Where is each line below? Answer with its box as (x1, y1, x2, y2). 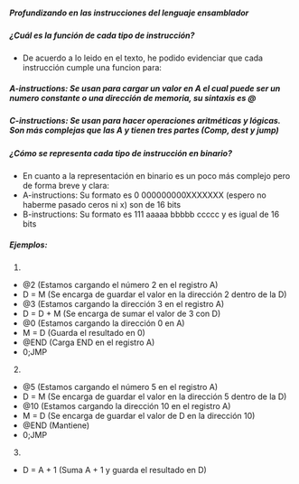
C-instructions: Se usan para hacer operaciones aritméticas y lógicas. (9, 116, 281, 126)
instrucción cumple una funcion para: (22, 62, 163, 73)
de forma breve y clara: (22, 181, 110, 191)
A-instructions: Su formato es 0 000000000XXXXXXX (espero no (22, 190, 266, 200)
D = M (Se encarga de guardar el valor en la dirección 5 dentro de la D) (22, 391, 287, 402)
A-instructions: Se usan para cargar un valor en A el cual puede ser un (9, 82, 281, 94)
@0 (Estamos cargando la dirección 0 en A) (22, 318, 185, 329)
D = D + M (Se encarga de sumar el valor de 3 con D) (22, 308, 221, 320)
